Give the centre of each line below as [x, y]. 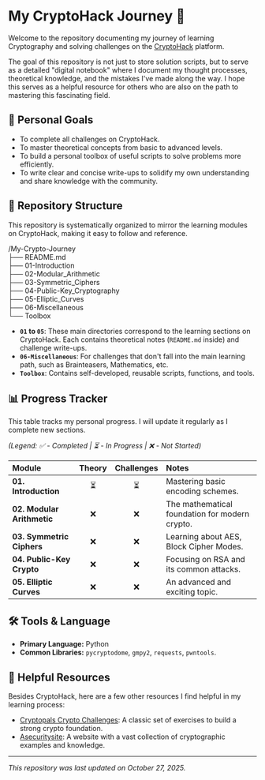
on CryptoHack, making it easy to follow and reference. [98, 233]
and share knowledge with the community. [89, 181]
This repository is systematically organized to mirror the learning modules [128, 225]
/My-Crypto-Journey [42, 249]
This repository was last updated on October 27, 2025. [97, 768]
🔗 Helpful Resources [59, 677]
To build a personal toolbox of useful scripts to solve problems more [131, 156]
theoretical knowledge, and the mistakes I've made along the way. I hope [127, 78]
